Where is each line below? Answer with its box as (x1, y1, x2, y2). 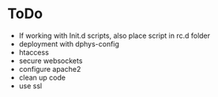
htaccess (18, 47, 49, 57)
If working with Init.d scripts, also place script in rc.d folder (18, 31, 211, 40)
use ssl (18, 80, 43, 91)
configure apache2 (18, 64, 81, 73)
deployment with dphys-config (18, 39, 120, 48)
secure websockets (18, 56, 83, 65)
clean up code (18, 73, 66, 82)
